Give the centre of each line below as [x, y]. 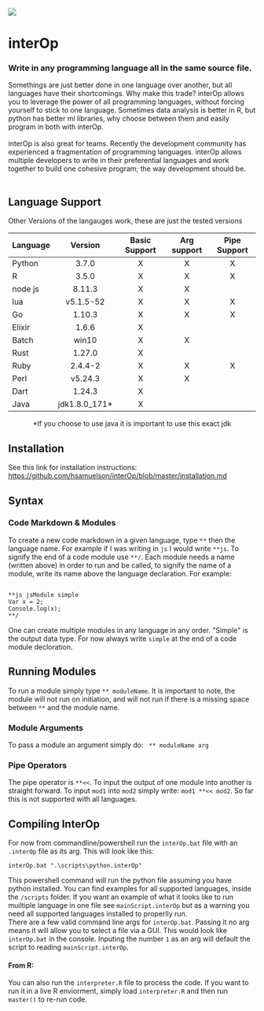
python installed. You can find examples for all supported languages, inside [130, 889]
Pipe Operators [38, 765]
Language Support [55, 202]
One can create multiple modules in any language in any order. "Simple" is [128, 630]
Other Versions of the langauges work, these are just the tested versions [125, 221]
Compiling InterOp [54, 824]
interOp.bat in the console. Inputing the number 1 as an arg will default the [129, 939]
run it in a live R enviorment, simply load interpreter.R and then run [118, 991]
